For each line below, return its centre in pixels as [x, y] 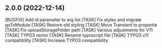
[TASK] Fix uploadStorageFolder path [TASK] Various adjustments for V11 [79, 30]
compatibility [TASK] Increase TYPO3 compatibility [57, 40]
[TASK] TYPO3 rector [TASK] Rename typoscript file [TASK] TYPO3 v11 [77, 35]
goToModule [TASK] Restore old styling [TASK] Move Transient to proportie [81, 25]
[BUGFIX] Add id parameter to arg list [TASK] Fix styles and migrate [73, 19]
